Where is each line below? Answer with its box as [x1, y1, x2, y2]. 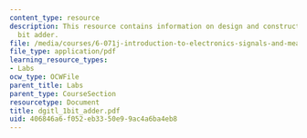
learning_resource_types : [9, 55, 108, 64]
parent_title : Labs [9, 81, 84, 90]
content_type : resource [9, 13, 101, 23]
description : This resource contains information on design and [9, 22, 259, 31]
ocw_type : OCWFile [9, 73, 79, 82]
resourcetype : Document [9, 97, 101, 107]
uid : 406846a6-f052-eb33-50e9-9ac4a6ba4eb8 [9, 114, 178, 123]
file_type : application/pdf [9, 47, 117, 56]
